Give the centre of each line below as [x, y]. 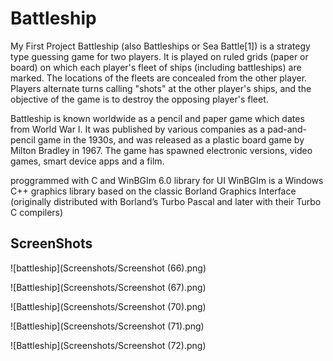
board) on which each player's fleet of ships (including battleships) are [156, 67]
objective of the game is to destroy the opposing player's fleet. [139, 99]
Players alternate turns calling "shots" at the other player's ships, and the [161, 88]
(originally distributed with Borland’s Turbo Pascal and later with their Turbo [166, 201]
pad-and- [287, 129]
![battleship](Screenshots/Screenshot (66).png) [108, 268]
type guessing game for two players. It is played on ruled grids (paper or [159, 56]
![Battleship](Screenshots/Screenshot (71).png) [107, 326]
